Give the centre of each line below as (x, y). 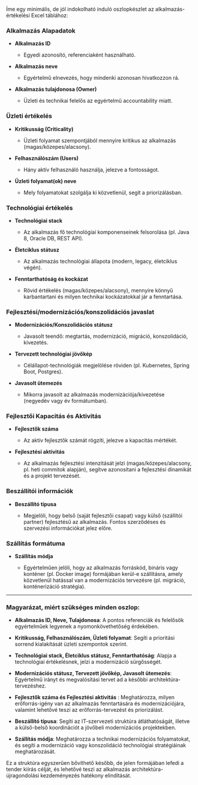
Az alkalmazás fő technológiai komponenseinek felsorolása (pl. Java (106, 232)
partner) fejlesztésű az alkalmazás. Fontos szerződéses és (95, 522)
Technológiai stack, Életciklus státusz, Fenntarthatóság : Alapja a (95, 656)
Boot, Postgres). (43, 372)
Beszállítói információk (40, 491)
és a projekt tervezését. (52, 476)
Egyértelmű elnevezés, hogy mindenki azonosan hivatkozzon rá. (101, 78)
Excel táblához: (50, 15)
